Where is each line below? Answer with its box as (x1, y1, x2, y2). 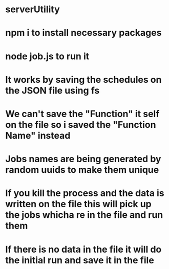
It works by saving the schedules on (5, 74, 162, 85)
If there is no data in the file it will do (5, 243, 162, 255)
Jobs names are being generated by (5, 153, 161, 165)
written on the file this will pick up (5, 198, 152, 210)
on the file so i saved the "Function (5, 119, 156, 130)
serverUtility (5, 4, 60, 15)
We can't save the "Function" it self (5, 108, 160, 120)
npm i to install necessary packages (5, 27, 162, 39)
